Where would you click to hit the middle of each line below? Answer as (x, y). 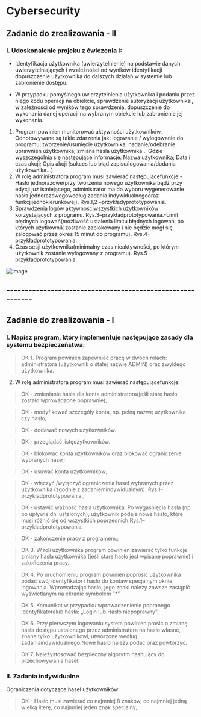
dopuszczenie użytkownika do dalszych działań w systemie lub (93, 76)
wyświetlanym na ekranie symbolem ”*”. (71, 594)
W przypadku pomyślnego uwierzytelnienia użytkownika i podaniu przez (105, 94)
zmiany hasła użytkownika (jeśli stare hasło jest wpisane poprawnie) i (107, 556)
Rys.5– (142, 253)
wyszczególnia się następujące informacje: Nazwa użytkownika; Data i (103, 157)
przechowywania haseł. (50, 660)
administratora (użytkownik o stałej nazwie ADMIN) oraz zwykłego (103, 364)
